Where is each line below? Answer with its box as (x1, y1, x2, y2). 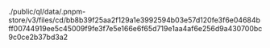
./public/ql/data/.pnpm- (8, 7, 86, 16)
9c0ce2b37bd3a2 (8, 32, 69, 42)
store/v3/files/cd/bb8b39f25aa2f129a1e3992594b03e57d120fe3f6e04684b (8, 15, 260, 25)
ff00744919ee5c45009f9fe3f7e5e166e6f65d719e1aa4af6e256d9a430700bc (8, 24, 263, 33)
